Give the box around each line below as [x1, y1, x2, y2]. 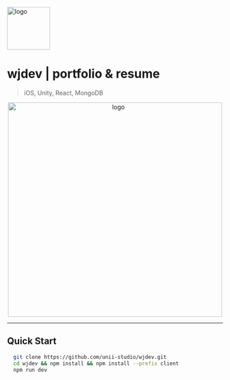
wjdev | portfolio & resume [7, 66, 160, 82]
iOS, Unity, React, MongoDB [23, 88, 104, 97]
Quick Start [7, 335, 57, 347]
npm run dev [13, 366, 48, 373]
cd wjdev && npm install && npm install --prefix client [13, 360, 179, 367]
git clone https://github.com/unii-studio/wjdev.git [13, 353, 167, 360]
